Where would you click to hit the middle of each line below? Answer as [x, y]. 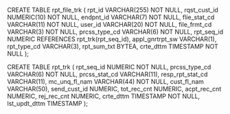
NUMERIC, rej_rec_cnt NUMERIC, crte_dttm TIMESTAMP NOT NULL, [104, 96]
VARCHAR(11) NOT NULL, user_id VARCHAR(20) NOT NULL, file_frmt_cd [110, 24]
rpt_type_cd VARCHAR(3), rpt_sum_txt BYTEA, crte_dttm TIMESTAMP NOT [113, 46]
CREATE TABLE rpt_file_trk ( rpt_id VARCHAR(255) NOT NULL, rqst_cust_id [113, 10]
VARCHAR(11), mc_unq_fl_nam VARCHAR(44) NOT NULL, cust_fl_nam [106, 81]
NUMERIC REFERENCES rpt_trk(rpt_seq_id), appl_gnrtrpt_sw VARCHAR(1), [112, 39]
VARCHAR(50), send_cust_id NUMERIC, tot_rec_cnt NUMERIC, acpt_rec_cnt [114, 89]
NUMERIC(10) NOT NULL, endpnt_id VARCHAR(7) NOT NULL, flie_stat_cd [111, 17]
